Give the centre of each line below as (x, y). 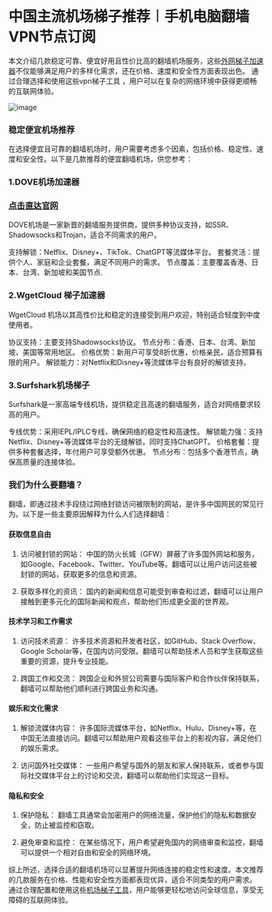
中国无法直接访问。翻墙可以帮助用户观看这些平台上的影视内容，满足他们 (140, 738)
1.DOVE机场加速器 (44, 182)
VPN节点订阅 (52, 37)
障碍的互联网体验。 (40, 900)
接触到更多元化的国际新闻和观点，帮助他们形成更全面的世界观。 (126, 601)
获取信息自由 (30, 534)
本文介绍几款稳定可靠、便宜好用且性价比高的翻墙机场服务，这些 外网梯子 (129, 61)
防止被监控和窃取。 (66, 825)
